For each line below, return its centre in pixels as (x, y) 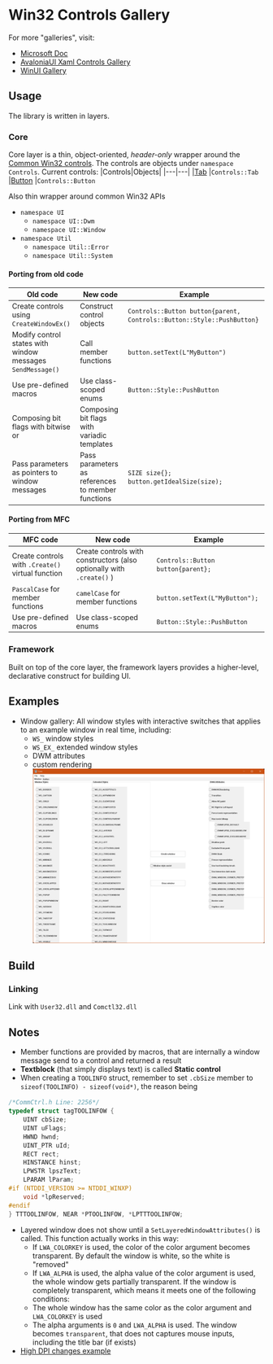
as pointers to (35, 472)
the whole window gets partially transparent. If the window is (134, 1281)
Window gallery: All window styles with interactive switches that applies (141, 721)
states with (30, 343)
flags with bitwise (41, 426)
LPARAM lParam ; (49, 1180)
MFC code (41, 540)
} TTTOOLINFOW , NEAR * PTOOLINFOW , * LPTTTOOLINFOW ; (96, 1214)
